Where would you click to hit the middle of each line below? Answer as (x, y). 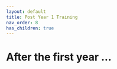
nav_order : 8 (22, 22)
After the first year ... (59, 57)
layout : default (26, 11)
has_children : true (30, 28)
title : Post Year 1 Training (42, 17)
